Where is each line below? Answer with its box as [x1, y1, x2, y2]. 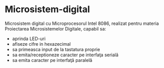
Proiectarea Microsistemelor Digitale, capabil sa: [5, 25, 106, 31]
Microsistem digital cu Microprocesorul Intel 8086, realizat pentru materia [5, 20, 159, 26]
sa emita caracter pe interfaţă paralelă [12, 57, 93, 63]
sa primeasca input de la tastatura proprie [12, 46, 100, 52]
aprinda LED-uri [12, 36, 46, 42]
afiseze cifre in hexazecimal [12, 41, 71, 47]
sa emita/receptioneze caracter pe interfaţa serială [12, 52, 119, 58]
